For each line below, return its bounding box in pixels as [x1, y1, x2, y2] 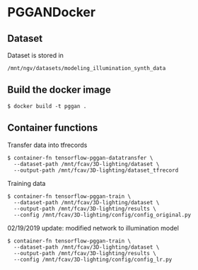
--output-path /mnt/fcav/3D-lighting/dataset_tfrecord [13, 167, 179, 174]
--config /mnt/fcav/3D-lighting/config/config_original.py [13, 211, 192, 218]
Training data [7, 179, 46, 187]
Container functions [7, 122, 98, 134]
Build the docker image [7, 84, 111, 96]
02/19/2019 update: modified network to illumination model [7, 223, 179, 232]
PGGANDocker [7, 4, 96, 20]
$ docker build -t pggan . [7, 102, 87, 110]
